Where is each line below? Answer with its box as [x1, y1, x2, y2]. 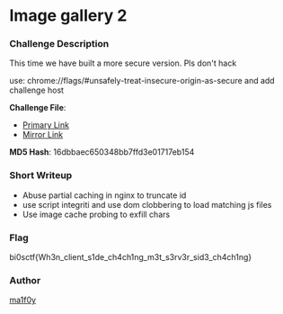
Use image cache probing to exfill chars [22, 209, 171, 220]
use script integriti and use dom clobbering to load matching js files [22, 199, 272, 210]
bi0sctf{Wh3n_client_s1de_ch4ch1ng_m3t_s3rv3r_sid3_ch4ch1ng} [9, 252, 252, 263]
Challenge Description [9, 38, 110, 50]
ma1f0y [9, 294, 37, 306]
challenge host [9, 85, 65, 95]
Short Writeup [9, 169, 73, 182]
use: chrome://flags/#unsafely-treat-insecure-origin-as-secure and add [9, 76, 276, 86]
